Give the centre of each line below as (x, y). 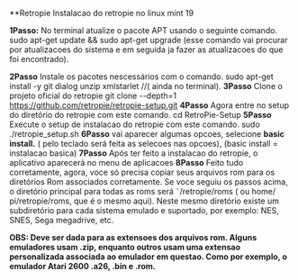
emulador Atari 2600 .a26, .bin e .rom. (82, 266)
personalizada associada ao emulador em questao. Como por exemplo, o (149, 257)
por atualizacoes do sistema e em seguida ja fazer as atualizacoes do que (146, 50)
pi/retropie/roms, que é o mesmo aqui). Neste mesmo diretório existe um (144, 201)
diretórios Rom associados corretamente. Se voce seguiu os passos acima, (149, 182)
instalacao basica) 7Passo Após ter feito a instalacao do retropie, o (134, 153)
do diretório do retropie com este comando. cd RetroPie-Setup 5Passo (140, 115)
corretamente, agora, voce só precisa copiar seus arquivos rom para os (142, 172)
